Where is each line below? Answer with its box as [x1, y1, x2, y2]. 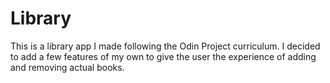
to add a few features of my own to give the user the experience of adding [10, 50, 317, 62]
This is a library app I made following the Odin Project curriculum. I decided [10, 40, 321, 52]
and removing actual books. [10, 61, 125, 73]
